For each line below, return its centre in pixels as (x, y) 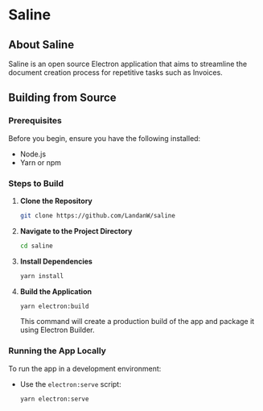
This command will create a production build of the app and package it (137, 322)
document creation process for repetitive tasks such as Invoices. (115, 73)
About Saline (41, 45)
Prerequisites (35, 121)
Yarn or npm (41, 162)
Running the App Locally (58, 351)
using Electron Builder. (57, 330)
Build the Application (56, 291)
